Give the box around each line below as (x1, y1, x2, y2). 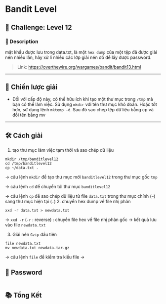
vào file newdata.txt (5, 221, 46, 228)
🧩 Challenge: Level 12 (5, 23, 72, 32)
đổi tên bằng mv (12, 112, 46, 118)
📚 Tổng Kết (5, 291, 42, 300)
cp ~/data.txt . (5, 165, 39, 170)
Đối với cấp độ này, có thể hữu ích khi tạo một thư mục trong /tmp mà (12, 96, 153, 102)
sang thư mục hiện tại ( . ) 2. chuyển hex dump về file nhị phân (5, 198, 131, 204)
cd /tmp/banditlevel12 (5, 161, 52, 166)
